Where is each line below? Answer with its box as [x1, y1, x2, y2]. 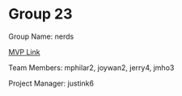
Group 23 [8, 5, 73, 23]
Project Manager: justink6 [8, 78, 95, 88]
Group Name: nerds [8, 31, 74, 41]
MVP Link [8, 47, 40, 56]
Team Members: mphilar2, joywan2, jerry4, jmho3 [8, 62, 175, 73]
